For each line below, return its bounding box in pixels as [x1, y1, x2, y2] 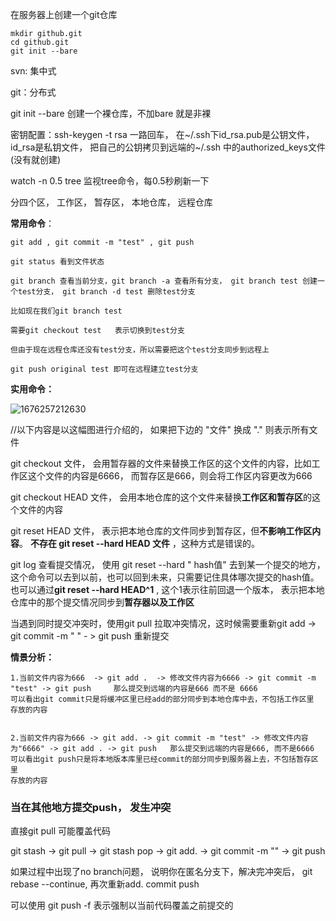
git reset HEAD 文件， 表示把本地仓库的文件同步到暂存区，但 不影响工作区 [10, 525, 313, 537]
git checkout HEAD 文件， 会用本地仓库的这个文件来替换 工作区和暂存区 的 [10, 491, 312, 503]
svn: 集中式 [10, 65, 57, 77]
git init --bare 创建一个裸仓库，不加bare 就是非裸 [10, 108, 212, 119]
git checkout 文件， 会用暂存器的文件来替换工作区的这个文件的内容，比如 [10, 458, 312, 469]
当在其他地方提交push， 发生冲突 [10, 800, 172, 814]
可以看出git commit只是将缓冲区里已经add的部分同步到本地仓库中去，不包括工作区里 [10, 694, 315, 704]
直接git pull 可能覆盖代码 [10, 825, 112, 837]
